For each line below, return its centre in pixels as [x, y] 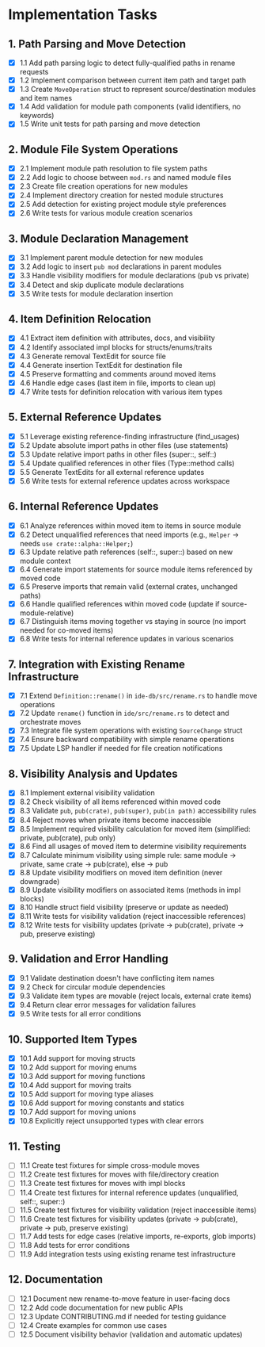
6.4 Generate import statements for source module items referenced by [136, 569]
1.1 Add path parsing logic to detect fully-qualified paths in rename [127, 63]
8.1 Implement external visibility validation [87, 793]
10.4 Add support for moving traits [76, 1085]
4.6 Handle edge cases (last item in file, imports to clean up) [117, 383]
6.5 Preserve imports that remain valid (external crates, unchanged [129, 587]
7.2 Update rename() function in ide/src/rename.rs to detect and [124, 713]
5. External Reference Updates [85, 417]
